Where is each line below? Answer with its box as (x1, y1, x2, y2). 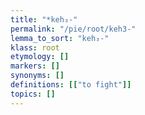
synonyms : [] (10, 71, 65, 81)
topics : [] (10, 89, 56, 99)
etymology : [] (10, 52, 70, 62)
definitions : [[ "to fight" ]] (10, 80, 132, 90)
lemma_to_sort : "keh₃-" (10, 33, 110, 43)
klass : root (10, 42, 60, 53)
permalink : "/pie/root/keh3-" (10, 24, 137, 34)
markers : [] (10, 61, 60, 71)
